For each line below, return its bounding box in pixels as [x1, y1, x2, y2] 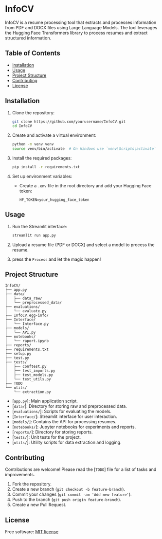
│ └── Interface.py [5, 322, 49, 326]
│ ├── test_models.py [5, 373, 54, 377]
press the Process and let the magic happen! [12, 256, 101, 262]
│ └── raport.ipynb [5, 339, 49, 343]
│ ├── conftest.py [5, 364, 47, 369]
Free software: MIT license [5, 529, 59, 535]
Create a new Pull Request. [12, 502, 67, 508]
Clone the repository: [12, 109, 55, 115]
